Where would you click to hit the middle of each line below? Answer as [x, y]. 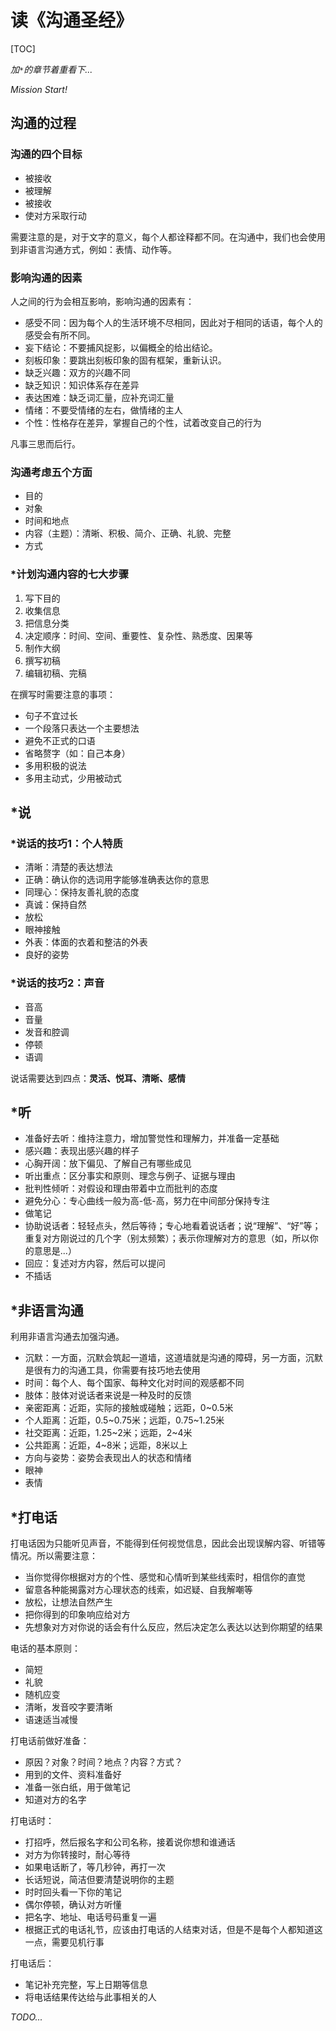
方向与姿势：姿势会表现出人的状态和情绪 [108, 1458]
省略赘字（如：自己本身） [77, 753]
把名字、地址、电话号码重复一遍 [90, 1917]
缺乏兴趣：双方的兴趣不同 [77, 372]
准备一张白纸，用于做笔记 [77, 1787]
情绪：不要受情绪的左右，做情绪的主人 [103, 410]
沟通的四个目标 [46, 154]
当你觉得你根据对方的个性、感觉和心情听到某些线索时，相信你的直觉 [165, 1577]
